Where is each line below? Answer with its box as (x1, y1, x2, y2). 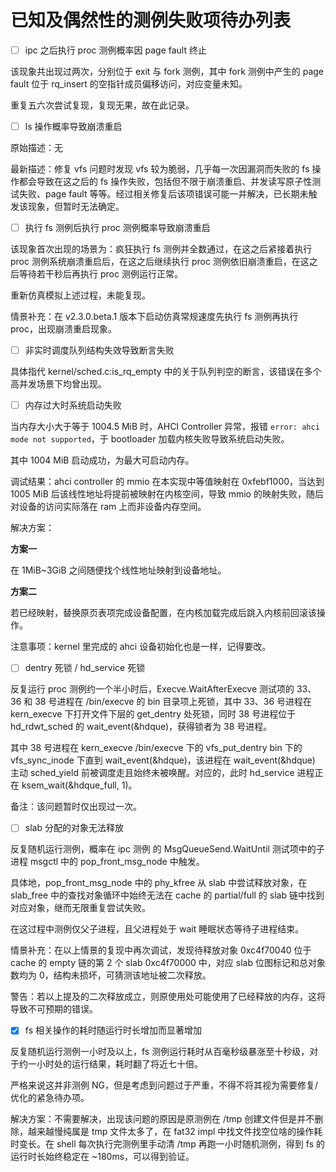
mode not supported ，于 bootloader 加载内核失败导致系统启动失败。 (10, 433, 290, 445)
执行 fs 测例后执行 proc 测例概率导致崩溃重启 (24, 222, 211, 234)
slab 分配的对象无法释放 (24, 822, 124, 834)
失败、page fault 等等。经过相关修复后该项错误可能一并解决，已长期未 (18, 188, 309, 200)
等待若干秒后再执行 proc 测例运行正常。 (18, 268, 183, 280)
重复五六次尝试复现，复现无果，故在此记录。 (10, 99, 195, 111)
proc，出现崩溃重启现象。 (10, 323, 118, 335)
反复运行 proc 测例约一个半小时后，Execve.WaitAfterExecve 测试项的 (10, 683, 295, 695)
